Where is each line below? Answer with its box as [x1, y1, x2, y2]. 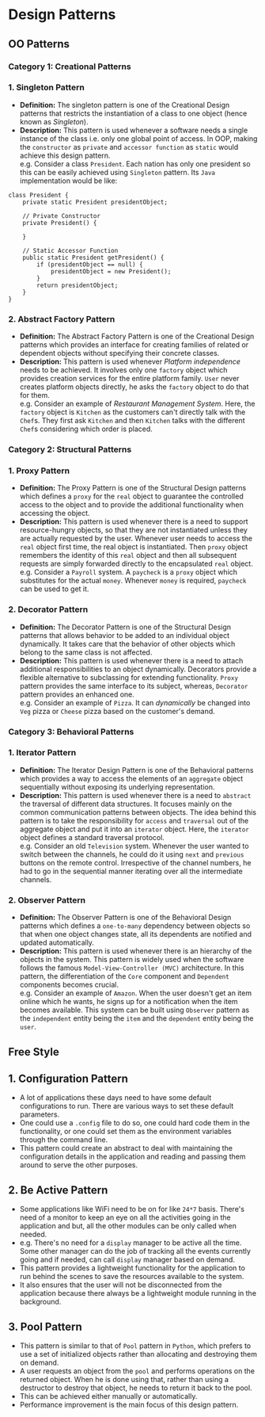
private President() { [22, 219, 97, 227]
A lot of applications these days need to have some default [19, 1093, 212, 1102]
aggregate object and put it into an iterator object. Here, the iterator [19, 824, 249, 834]
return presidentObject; [36, 281, 119, 289]
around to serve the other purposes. [19, 1160, 138, 1170]
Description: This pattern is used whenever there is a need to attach [19, 655, 244, 665]
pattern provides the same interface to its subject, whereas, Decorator [19, 681, 248, 690]
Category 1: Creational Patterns [8, 61, 132, 72]
